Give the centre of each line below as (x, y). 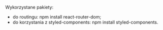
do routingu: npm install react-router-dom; (57, 17)
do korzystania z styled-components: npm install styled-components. (85, 22)
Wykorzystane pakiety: (29, 7)
